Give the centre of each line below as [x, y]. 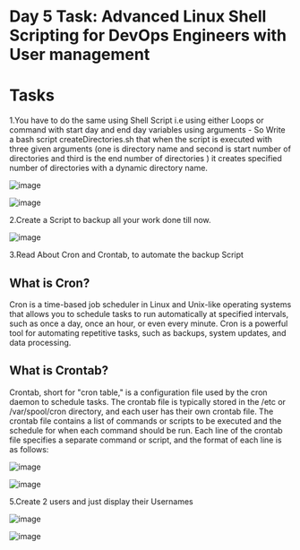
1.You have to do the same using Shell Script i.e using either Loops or [137, 120]
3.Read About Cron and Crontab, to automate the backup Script [127, 255]
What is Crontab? [59, 370]
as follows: [29, 449]
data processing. [40, 342]
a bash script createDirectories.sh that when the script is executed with [141, 140]
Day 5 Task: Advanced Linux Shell [138, 17]
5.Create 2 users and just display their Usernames [102, 501]
